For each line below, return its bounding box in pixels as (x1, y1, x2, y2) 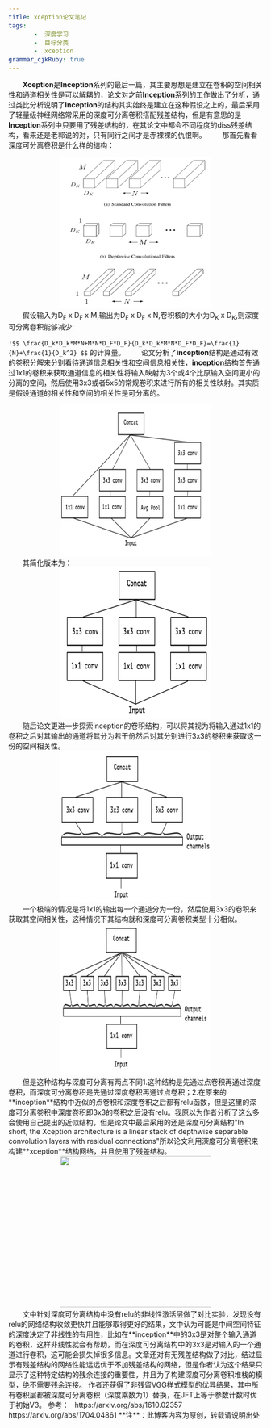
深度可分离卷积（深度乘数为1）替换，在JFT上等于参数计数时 (50, 1389, 250, 1400)
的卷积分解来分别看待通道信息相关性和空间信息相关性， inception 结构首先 (8, 358, 253, 367)
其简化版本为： (23, 558, 73, 567)
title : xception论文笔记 (8, 13, 87, 21)
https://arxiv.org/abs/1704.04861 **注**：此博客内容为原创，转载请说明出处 (8, 1409, 261, 1420)
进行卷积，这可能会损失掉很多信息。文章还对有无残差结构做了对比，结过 (15, 1349, 256, 1359)
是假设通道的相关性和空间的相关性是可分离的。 (8, 387, 164, 397)
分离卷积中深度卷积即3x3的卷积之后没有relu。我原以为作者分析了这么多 (22, 1107, 260, 1117)
